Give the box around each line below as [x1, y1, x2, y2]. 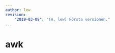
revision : [5, 12, 26, 17]
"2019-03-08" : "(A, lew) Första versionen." [14, 17, 110, 22]
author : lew [5, 7, 31, 13]
